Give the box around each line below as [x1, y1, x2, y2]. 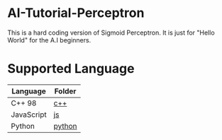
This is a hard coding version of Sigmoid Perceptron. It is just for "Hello [7, 28, 215, 37]
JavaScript [11, 110, 48, 119]
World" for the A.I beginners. [7, 35, 91, 44]
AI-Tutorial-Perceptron [7, 5, 145, 21]
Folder [54, 86, 77, 96]
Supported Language [7, 61, 135, 77]
